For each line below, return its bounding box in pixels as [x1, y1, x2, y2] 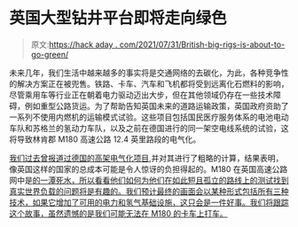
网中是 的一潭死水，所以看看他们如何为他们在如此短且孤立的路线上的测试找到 [9, 175, 289, 185]
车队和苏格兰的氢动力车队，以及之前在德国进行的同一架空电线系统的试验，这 [9, 122, 289, 133]
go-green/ [30, 49, 69, 59]
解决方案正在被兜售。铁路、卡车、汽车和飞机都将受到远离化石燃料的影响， [16, 78, 289, 89]
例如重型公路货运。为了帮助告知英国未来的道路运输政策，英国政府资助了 [24, 100, 289, 111]
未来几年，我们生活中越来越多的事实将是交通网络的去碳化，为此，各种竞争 [9, 67, 281, 78]
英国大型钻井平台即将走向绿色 [9, 8, 228, 28]
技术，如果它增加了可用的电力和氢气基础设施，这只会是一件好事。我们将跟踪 [9, 197, 289, 207]
